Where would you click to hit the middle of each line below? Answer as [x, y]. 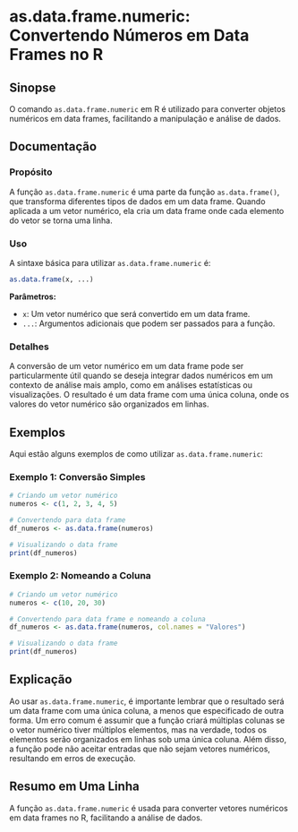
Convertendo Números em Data [129, 35]
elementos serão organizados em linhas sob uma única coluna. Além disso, [148, 739]
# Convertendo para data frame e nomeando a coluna [107, 619]
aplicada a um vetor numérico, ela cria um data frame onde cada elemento [147, 210]
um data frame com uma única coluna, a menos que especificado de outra [147, 710]
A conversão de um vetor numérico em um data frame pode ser [127, 366]
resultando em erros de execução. [72, 758]
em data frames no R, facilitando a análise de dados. [106, 818]
